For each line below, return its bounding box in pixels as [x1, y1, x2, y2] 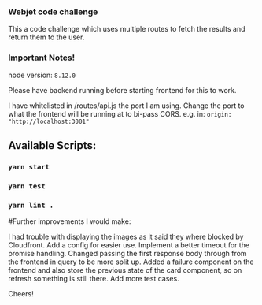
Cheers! [8, 289, 34, 299]
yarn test [8, 181, 46, 191]
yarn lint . [8, 200, 54, 210]
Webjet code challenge [8, 6, 98, 17]
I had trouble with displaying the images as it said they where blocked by [8, 232, 244, 242]
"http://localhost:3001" [8, 117, 90, 125]
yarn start [8, 162, 50, 171]
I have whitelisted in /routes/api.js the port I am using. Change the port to [8, 101, 245, 110]
